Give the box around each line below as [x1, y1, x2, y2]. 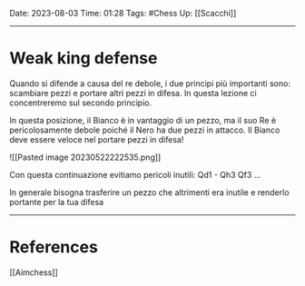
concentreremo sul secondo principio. [9, 97, 152, 108]
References [9, 237, 98, 258]
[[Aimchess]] [9, 267, 59, 278]
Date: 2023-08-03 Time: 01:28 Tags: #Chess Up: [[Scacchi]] [9, 8, 237, 18]
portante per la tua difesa [9, 196, 104, 207]
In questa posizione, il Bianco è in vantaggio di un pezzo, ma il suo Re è [9, 114, 277, 125]
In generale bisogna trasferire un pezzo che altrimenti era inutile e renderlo [9, 186, 290, 198]
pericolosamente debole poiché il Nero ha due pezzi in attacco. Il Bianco [9, 124, 280, 135]
